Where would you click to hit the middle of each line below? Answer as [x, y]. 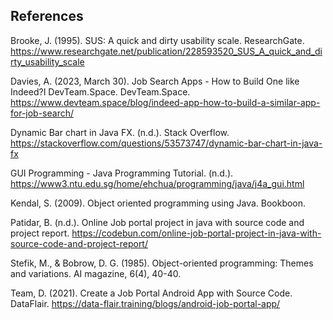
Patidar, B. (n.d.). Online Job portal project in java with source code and [157, 222]
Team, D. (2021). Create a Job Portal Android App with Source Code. [151, 293]
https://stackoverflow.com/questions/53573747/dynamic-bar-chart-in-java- [166, 143]
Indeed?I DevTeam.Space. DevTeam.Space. [100, 91]
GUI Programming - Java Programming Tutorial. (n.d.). [122, 173]
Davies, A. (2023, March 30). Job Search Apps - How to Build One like [155, 81]
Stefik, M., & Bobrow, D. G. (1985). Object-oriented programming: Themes [162, 263]
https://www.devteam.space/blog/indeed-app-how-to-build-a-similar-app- [165, 102]
